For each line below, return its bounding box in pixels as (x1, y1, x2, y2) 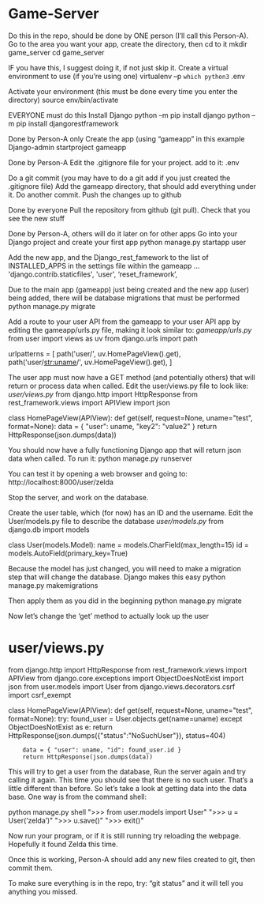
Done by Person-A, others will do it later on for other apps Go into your (8, 228, 238, 238)
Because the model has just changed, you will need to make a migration (8, 563, 242, 573)
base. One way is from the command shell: (8, 792, 147, 801)
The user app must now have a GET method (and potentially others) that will (8, 372, 256, 382)
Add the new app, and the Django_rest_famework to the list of (8, 252, 209, 262)
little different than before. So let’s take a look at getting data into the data (8, 783, 247, 793)
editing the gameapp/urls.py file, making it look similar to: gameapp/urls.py (8, 325, 252, 334)
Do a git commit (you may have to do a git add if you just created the (8, 173, 231, 183)
